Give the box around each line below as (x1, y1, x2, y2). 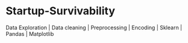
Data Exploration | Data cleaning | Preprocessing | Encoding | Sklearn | (5, 24, 183, 31)
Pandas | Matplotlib (5, 30, 54, 37)
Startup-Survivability (5, 4, 116, 18)
